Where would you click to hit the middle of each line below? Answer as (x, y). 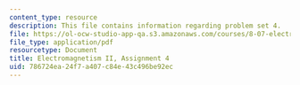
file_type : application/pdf (62, 42)
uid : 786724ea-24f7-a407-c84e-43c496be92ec (92, 67)
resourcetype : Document (54, 50)
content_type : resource (54, 17)
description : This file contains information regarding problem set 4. (145, 26)
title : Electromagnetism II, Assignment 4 (89, 58)
